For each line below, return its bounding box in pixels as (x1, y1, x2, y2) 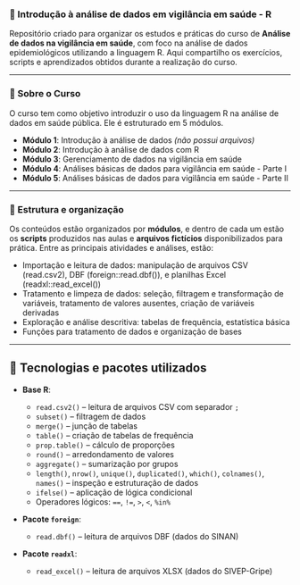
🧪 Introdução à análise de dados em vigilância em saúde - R (9, 8, 272, 21)
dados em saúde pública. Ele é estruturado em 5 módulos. (9, 117, 224, 128)
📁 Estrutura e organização (9, 203, 125, 215)
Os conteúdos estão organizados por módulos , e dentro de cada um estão (9, 223, 285, 234)
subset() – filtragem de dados (35, 411, 146, 422)
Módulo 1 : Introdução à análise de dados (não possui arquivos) (21, 134, 255, 146)
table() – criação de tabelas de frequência (35, 430, 194, 440)
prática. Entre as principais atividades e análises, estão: (9, 242, 214, 253)
